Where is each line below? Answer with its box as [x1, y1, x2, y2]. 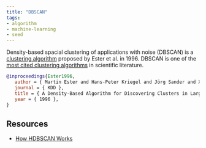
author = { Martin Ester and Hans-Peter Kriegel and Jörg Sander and [14, 79, 196, 85]
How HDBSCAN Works [15, 135, 73, 142]
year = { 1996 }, [14, 96, 59, 102]
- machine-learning [6, 26, 56, 32]
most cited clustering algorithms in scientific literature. [6, 62, 144, 69]
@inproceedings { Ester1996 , [6, 73, 75, 80]
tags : [6, 15, 20, 21]
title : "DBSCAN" [6, 9, 48, 15]
